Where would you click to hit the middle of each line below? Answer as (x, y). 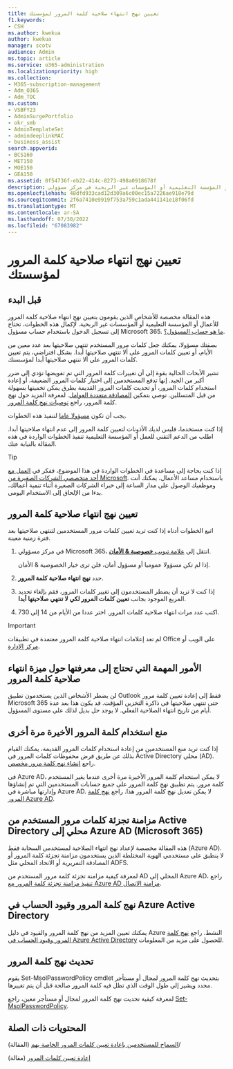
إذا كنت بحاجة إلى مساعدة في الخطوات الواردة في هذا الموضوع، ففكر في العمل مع (115, 470)
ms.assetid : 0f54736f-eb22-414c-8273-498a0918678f (82, 180)
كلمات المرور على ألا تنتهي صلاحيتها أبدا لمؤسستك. (73, 359)
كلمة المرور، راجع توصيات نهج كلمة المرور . (62, 402)
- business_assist (34, 142)
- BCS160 (20, 155)
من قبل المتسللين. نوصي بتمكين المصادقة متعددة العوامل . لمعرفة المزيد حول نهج (112, 395)
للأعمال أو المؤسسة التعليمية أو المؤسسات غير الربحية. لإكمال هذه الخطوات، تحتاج (113, 324)
